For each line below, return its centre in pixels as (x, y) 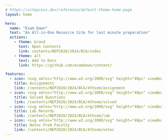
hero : (11, 23)
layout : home (19, 14)
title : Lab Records (34, 111)
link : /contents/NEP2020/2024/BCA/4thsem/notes (64, 130)
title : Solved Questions (40, 97)
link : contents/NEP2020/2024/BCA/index (59, 51)
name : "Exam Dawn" (29, 28)
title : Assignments (34, 83)
